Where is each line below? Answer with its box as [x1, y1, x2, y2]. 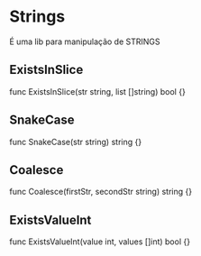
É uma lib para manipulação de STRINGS [9, 36, 160, 47]
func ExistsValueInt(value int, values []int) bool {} [9, 236, 191, 247]
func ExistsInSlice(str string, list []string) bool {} [9, 86, 187, 96]
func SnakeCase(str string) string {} [9, 136, 142, 147]
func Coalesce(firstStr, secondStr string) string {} [9, 187, 192, 197]
